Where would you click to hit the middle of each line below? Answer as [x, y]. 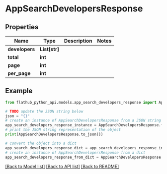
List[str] [49, 49]
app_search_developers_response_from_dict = [52, 157]
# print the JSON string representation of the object [63, 130]
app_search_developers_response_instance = [51, 125]
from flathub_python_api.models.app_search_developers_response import [81, 102]
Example [19, 91]
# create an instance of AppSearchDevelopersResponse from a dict [75, 152]
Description [78, 41]
